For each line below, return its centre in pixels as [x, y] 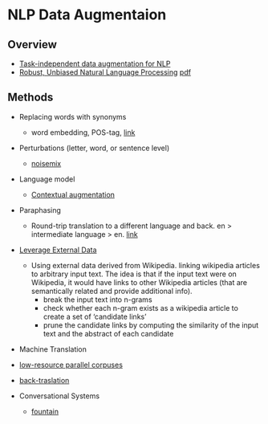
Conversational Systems [59, 396]
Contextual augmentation [73, 194]
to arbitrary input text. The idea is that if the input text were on [134, 274]
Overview [32, 45]
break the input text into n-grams [98, 300]
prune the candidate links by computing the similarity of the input [151, 325]
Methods [30, 98]
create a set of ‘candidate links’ [95, 316]
